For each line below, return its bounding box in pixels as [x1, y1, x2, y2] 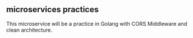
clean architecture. [6, 26, 53, 33]
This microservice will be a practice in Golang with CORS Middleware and [6, 20, 187, 27]
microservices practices [6, 5, 99, 15]
